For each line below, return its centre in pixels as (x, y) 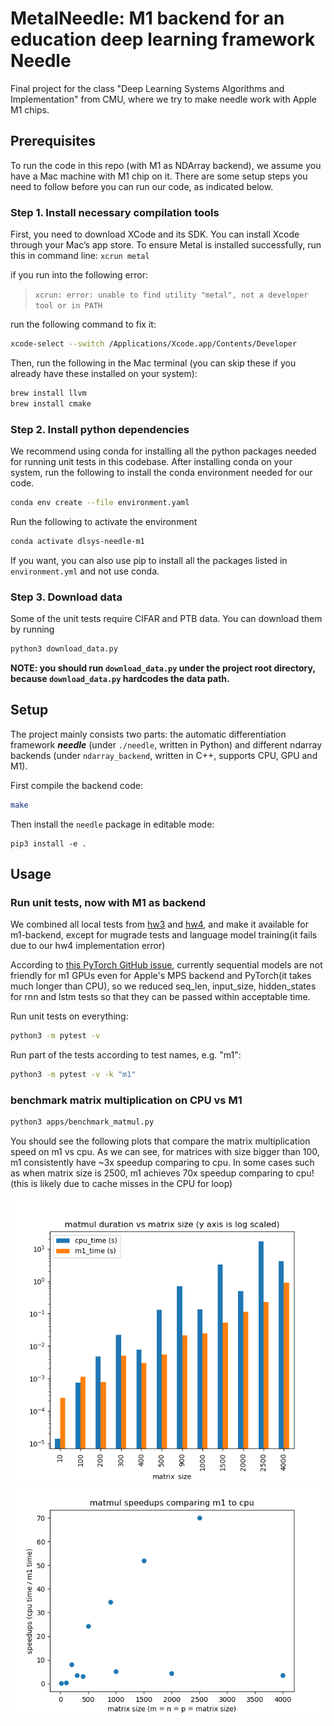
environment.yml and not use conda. (85, 571)
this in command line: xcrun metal (80, 256)
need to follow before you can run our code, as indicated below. (142, 186)
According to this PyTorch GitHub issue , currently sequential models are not (166, 965)
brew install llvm (48, 393)
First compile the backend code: (76, 785)
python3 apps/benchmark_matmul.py (82, 1122)
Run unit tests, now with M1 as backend (108, 902)
